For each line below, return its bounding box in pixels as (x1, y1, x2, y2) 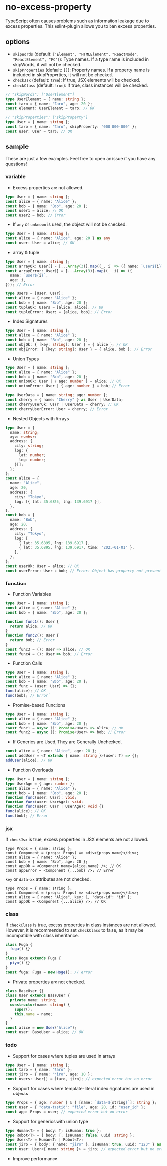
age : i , (10, 278, 26, 283)
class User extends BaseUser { (5, 993, 70, 998)
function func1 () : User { (5, 619, 59, 624)
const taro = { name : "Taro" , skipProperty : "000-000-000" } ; (5, 124, 137, 129)
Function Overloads (12, 767, 54, 773)
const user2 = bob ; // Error (5, 213, 66, 218)
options (5, 38, 30, 46)
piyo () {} (10, 960, 30, 965)
